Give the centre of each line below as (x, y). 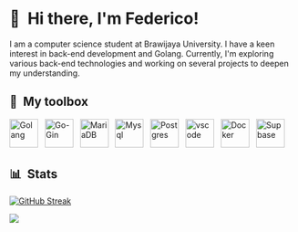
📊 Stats (34, 174)
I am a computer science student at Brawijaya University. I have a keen (142, 44)
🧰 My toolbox (49, 102)
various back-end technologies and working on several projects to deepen (149, 63)
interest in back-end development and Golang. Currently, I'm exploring (142, 53)
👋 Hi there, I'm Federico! (104, 19)
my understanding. (45, 73)
